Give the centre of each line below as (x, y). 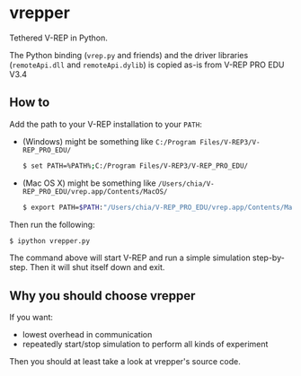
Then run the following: (53, 224)
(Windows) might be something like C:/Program (109, 141)
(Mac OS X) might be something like (89, 183)
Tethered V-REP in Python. (58, 38)
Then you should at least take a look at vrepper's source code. (125, 362)
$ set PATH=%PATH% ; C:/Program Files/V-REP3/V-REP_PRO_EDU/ (135, 166)
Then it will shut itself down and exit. (97, 267)
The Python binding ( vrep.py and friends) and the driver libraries (129, 55)
